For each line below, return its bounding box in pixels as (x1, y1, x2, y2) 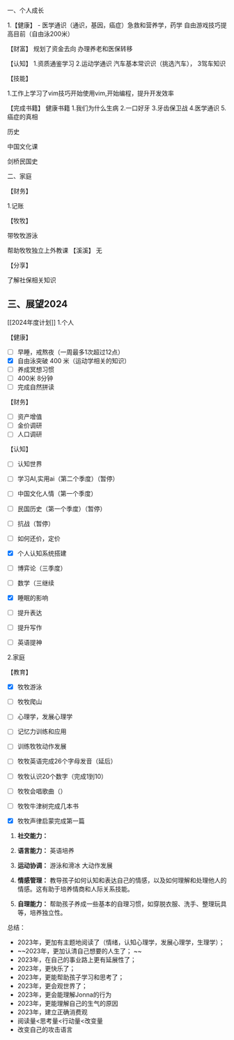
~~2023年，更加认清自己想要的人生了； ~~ (17, 946, 142, 955)
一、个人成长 (7, 6, 44, 14)
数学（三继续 (17, 578, 54, 587)
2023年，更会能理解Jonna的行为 (17, 990, 112, 999)
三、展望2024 (7, 298, 68, 310)
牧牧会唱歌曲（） (17, 786, 67, 795)
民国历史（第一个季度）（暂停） (17, 504, 107, 513)
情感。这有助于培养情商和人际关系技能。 (17, 884, 134, 893)
